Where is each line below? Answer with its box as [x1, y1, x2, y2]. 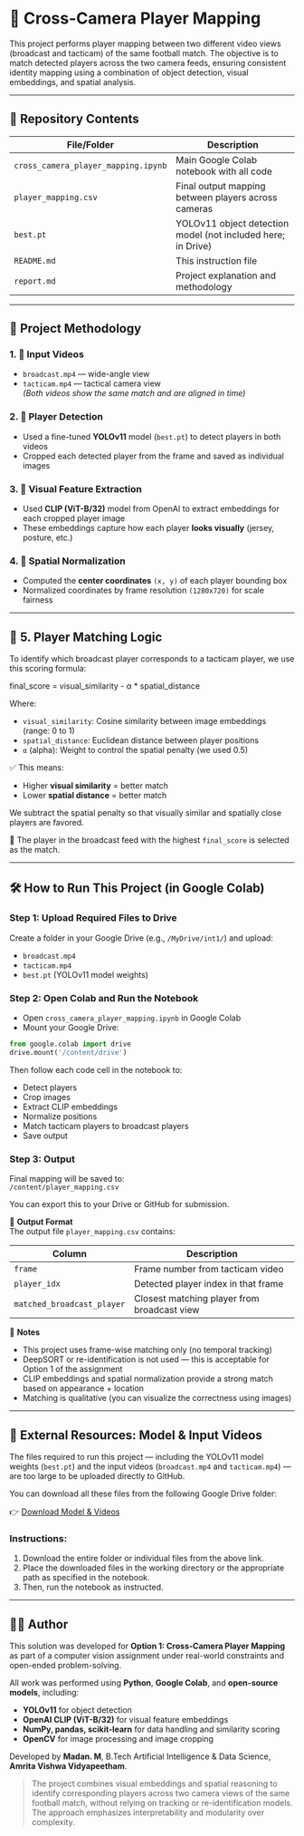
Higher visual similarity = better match [22, 780, 169, 791]
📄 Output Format [9, 1216, 73, 1227]
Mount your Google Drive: [22, 1022, 119, 1033]
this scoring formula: [9, 663, 87, 674]
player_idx [14, 1279, 61, 1290]
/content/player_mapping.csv [9, 1183, 119, 1193]
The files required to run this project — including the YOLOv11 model [9, 1451, 264, 1462]
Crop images [22, 1091, 71, 1102]
